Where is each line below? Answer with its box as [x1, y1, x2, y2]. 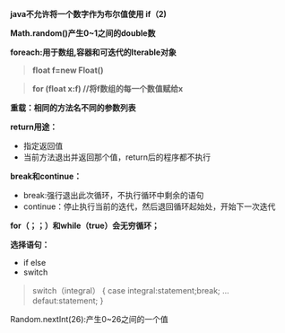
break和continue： [10, 171, 82, 181]
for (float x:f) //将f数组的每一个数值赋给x [31, 83, 184, 93]
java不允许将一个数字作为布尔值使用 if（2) [10, 9, 167, 19]
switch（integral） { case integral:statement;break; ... [31, 285, 229, 295]
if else [22, 258, 47, 267]
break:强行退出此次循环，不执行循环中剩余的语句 [22, 190, 204, 200]
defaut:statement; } [31, 295, 104, 306]
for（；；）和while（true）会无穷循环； [10, 220, 160, 231]
